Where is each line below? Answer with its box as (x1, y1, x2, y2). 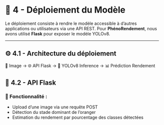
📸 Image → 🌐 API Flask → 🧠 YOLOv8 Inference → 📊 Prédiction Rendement (5, 63, 155, 69)
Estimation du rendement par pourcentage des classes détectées (12, 114, 144, 121)
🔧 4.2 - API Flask (5, 79, 56, 87)
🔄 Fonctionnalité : (5, 93, 47, 100)
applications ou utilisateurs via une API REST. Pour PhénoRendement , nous (5, 25, 157, 31)
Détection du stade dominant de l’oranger (12, 109, 96, 115)
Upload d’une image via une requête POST (12, 104, 98, 110)
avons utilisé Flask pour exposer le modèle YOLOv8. (5, 31, 111, 36)
